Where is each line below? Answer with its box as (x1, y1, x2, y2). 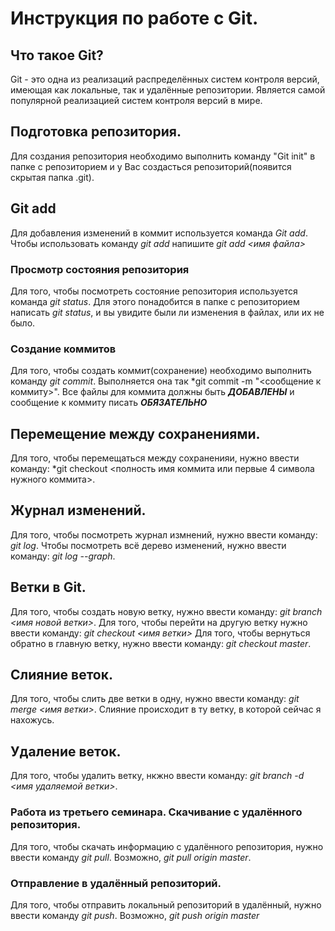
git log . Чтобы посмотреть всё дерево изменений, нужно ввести (10, 539, 287, 551)
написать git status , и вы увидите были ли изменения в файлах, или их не (10, 306, 325, 318)
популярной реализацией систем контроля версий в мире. (10, 95, 263, 106)
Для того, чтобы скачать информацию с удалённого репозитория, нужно (10, 840, 324, 852)
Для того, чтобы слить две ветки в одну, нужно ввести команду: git (10, 693, 300, 705)
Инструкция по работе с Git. (10, 7, 259, 30)
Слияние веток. (10, 667, 113, 684)
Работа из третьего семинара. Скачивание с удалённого (10, 805, 303, 819)
